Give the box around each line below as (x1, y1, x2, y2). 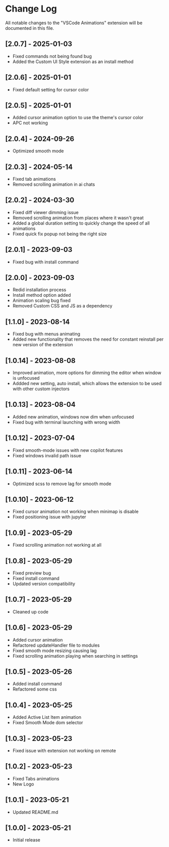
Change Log (5, 3, 57, 15)
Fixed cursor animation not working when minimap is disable (12, 508, 139, 515)
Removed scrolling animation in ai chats (12, 181, 95, 187)
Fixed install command (12, 575, 60, 581)
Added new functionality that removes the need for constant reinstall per (12, 336, 164, 342)
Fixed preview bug (12, 570, 51, 576)
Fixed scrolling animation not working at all (12, 542, 102, 548)
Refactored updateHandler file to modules (12, 642, 100, 648)
